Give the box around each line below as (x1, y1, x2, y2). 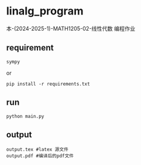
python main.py (6, 113, 45, 119)
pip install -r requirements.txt (6, 81, 90, 87)
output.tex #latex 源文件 (6, 146, 69, 153)
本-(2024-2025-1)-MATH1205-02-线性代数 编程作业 (6, 25, 136, 32)
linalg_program (6, 4, 84, 18)
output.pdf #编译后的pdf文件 (6, 153, 74, 159)
